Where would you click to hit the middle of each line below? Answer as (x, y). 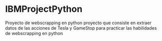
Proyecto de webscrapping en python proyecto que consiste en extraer (79, 23)
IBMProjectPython (44, 9)
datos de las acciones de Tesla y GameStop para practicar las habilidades (81, 28)
